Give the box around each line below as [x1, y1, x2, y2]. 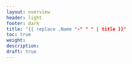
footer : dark [6, 20, 40, 26]
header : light [6, 15, 43, 21]
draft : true [6, 49, 36, 55]
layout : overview [6, 9, 50, 15]
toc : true [6, 32, 32, 38]
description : [6, 43, 40, 49]
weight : [6, 37, 26, 43]
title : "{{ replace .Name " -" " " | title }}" [6, 26, 127, 32]
